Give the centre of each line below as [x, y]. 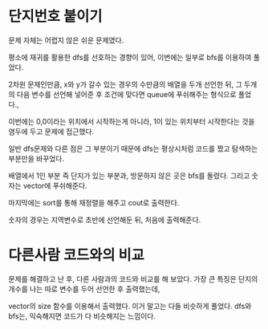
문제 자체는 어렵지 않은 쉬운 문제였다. [66, 40]
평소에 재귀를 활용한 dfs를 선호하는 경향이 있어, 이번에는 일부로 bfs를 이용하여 [130, 57]
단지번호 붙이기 [55, 16]
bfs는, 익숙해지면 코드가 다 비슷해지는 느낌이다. [82, 316]
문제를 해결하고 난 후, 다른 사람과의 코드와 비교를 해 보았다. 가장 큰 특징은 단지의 [133, 278]
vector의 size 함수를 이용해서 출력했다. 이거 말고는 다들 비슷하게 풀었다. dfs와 [130, 306]
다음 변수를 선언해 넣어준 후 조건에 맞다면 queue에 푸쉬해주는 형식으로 [126, 94]
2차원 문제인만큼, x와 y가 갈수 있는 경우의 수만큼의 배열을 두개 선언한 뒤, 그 [125, 84]
